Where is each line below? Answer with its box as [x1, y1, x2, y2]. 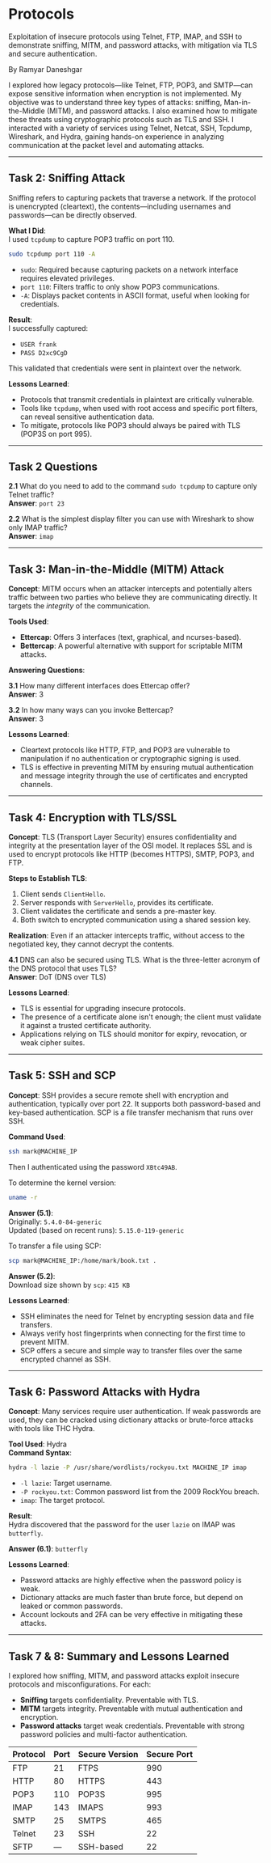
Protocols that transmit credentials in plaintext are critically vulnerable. [19, 394, 255, 404]
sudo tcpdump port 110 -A [8, 250, 95, 258]
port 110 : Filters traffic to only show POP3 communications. [19, 282, 220, 291]
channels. [19, 780, 53, 790]
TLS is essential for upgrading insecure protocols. [19, 1004, 186, 1014]
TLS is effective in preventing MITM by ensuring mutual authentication [19, 762, 254, 773]
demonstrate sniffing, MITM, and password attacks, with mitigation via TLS [8, 40, 257, 49]
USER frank [19, 341, 57, 349]
